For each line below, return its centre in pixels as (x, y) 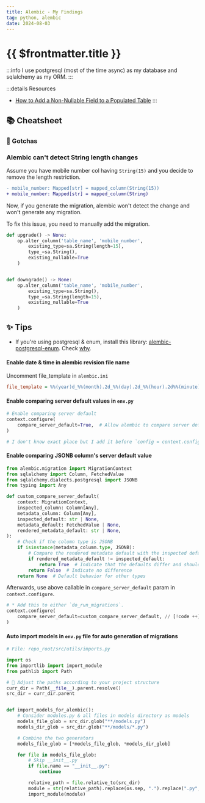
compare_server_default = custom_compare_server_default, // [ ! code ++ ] (109, 617)
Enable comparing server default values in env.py (70, 401)
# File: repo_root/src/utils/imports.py (59, 649)
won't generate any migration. (44, 212)
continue (50, 772)
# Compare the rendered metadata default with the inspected (108, 553)
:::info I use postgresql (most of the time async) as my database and (92, 70)
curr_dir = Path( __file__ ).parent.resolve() (64, 688)
